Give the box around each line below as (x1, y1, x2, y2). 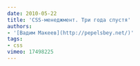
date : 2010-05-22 (7, 10, 57, 17)
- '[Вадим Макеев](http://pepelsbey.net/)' (7, 29, 134, 36)
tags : (7, 36, 23, 43)
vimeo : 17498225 (7, 49, 54, 56)
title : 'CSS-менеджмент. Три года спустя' (7, 16, 131, 23)
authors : (7, 23, 32, 30)
